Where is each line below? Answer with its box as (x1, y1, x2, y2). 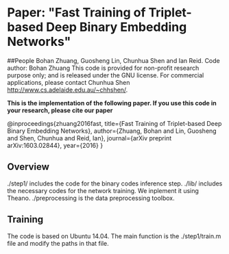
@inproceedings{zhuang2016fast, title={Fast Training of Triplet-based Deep (7, 119, 222, 127)
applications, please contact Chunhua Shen (7, 78, 130, 86)
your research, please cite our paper (7, 106, 113, 114)
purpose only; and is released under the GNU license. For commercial (7, 71, 204, 79)
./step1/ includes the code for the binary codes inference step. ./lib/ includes (7, 179, 223, 188)
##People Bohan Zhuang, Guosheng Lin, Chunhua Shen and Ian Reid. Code (7, 56, 221, 64)
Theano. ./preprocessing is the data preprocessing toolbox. (7, 194, 175, 202)
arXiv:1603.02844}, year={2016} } (7, 141, 104, 149)
